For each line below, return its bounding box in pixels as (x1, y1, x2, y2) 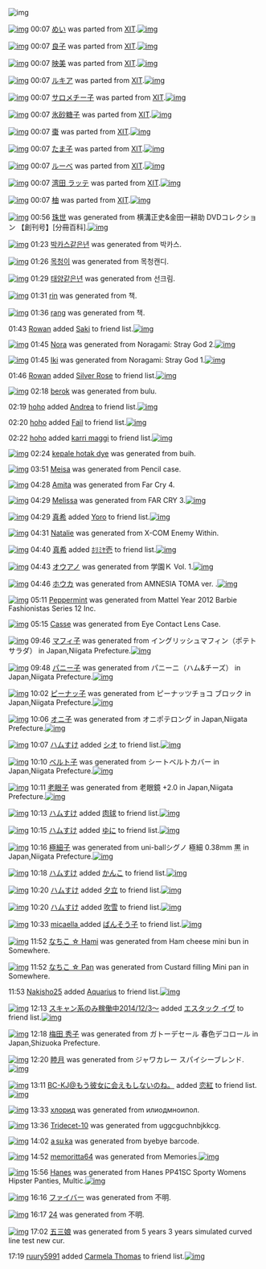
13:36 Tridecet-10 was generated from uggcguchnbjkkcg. (31, 1121, 221, 1130)
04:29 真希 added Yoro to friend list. (31, 512, 150, 521)
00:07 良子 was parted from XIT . (31, 41, 138, 51)
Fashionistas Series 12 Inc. (8, 604, 96, 613)
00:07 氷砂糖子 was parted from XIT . (31, 109, 152, 119)
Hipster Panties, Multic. (8, 1176, 86, 1185)
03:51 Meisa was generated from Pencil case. (31, 464, 182, 474)
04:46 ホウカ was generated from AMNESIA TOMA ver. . (31, 579, 218, 588)
